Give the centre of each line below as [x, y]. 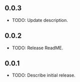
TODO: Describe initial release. [43, 75]
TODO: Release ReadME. [37, 48]
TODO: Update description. [40, 20]
